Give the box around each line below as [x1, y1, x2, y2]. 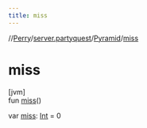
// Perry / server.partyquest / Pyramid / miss [8, 33, 139, 43]
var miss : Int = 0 [8, 111, 61, 120]
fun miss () [8, 96, 42, 105]
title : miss [8, 11, 48, 20]
